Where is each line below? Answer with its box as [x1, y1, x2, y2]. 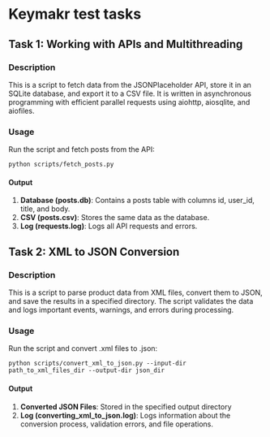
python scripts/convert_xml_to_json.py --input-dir [8, 359, 186, 368]
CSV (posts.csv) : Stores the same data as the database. [19, 213, 210, 223]
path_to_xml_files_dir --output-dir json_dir [8, 366, 165, 374]
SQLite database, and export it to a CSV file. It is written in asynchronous [8, 89, 251, 98]
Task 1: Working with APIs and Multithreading [8, 37, 243, 51]
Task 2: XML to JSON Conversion [8, 244, 180, 258]
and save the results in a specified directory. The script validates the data [8, 296, 254, 306]
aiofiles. [8, 106, 35, 115]
